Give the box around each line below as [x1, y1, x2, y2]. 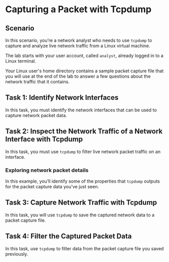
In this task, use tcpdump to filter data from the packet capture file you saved [5, 245, 164, 251]
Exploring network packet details [5, 166, 89, 173]
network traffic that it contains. [5, 79, 70, 84]
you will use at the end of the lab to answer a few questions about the [5, 73, 151, 79]
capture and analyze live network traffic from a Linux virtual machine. [5, 43, 151, 49]
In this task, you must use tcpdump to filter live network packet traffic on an [5, 149, 161, 155]
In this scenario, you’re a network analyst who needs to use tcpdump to [5, 37, 152, 43]
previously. [5, 251, 28, 257]
